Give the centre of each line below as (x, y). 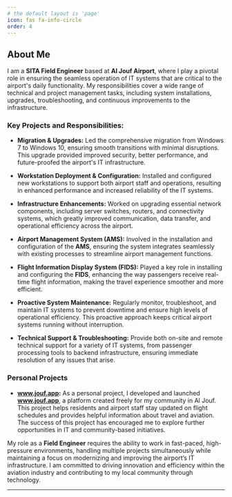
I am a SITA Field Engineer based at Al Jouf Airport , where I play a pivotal (113, 71)
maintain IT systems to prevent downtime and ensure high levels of (113, 310)
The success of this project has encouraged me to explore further (111, 422)
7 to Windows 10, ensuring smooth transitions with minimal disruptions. (118, 148)
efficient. (30, 289)
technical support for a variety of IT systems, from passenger (105, 345)
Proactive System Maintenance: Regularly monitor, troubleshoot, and (117, 303)
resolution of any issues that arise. (66, 360)
